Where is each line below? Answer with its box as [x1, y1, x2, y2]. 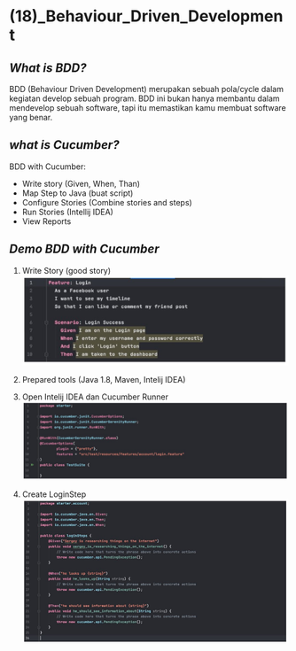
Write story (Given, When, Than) [21, 178, 140, 189]
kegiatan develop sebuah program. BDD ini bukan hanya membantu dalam [9, 93, 281, 104]
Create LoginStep [21, 489, 87, 500]
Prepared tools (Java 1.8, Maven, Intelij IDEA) [21, 374, 186, 384]
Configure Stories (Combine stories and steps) [21, 197, 192, 207]
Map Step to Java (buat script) [21, 188, 134, 198]
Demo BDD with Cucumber [9, 242, 160, 257]
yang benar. [9, 112, 53, 122]
